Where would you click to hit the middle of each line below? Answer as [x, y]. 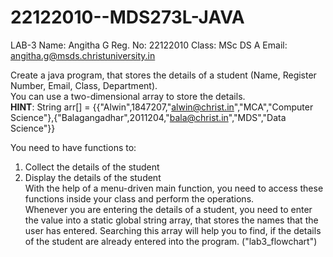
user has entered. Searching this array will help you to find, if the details [173, 230]
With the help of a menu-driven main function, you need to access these [174, 188]
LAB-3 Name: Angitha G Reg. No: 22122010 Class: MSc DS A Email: [149, 45]
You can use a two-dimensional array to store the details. [128, 96]
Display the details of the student [93, 177]
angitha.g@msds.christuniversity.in [83, 55]
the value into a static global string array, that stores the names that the [171, 220]
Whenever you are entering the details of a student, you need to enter [168, 209]
